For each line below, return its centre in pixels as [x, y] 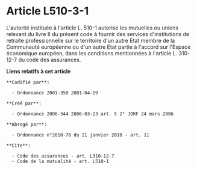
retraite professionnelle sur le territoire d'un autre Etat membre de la [91, 40]
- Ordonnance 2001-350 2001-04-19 [55, 93]
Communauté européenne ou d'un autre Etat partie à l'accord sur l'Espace [98, 47]
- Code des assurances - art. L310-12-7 [63, 156]
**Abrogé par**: [27, 124]
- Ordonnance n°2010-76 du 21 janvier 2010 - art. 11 [80, 135]
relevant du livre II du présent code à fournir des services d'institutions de [98, 34]
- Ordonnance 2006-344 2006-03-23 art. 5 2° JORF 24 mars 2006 [92, 114]
